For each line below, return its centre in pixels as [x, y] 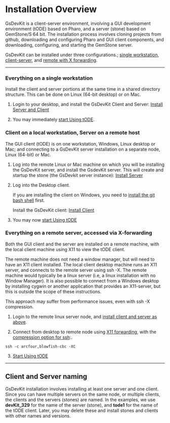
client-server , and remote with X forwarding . [51, 60]
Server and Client [31, 110]
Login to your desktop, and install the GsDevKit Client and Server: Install [88, 104]
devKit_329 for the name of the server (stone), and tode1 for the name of [82, 405]
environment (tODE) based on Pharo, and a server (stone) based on [76, 28]
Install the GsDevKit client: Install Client [53, 210]
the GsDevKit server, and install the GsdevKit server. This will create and [88, 170]
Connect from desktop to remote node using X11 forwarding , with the [84, 332]
